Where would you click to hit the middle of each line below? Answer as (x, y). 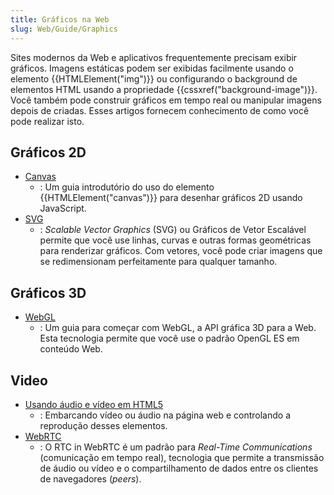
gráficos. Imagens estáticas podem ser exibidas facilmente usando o (152, 68)
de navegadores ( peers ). (90, 478)
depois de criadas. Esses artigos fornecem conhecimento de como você (160, 110)
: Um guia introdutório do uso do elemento (127, 187)
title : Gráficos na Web (60, 19)
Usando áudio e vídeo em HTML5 (94, 404)
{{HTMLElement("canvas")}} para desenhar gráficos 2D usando (171, 198)
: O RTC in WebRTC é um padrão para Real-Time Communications (176, 447)
